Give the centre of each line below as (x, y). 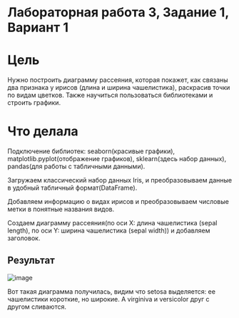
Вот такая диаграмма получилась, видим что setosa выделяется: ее (112, 291)
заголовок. (24, 238)
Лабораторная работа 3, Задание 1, (118, 12)
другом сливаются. (37, 307)
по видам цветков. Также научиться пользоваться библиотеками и (110, 95)
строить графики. (34, 103)
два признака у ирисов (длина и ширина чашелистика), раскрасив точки (119, 88)
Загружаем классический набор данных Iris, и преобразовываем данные (120, 180)
